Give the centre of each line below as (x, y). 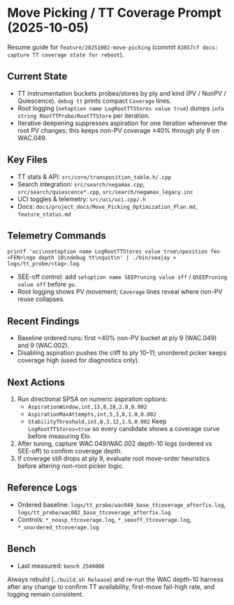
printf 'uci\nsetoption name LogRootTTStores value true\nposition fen (114, 252)
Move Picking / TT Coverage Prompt (114, 13)
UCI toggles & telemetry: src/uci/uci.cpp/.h (82, 199)
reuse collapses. (41, 299)
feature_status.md (44, 214)
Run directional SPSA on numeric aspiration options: (93, 399)
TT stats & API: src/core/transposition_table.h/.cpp (94, 177)
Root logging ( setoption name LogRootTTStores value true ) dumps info (121, 108)
